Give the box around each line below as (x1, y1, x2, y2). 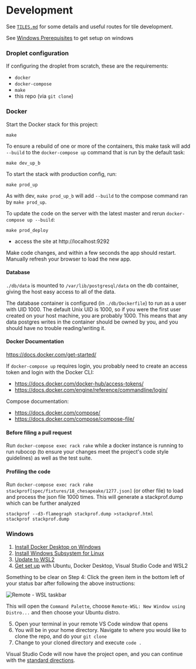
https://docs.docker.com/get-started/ (6, 351, 97, 358)
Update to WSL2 (14, 555, 55, 563)
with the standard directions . (6, 657, 75, 664)
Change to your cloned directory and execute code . (14, 639, 142, 646)
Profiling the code (6, 468, 51, 475)
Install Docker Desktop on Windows (14, 543, 101, 550)
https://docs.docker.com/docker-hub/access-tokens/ (14, 380, 144, 387)
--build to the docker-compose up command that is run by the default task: (6, 148, 185, 156)
